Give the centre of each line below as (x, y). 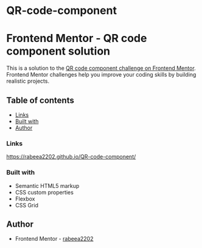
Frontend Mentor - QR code (77, 39)
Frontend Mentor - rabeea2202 (54, 239)
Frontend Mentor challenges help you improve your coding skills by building (101, 75)
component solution (58, 51)
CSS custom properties (44, 192)
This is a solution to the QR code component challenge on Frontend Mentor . (101, 68)
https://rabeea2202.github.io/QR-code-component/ (71, 157)
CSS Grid (26, 205)
